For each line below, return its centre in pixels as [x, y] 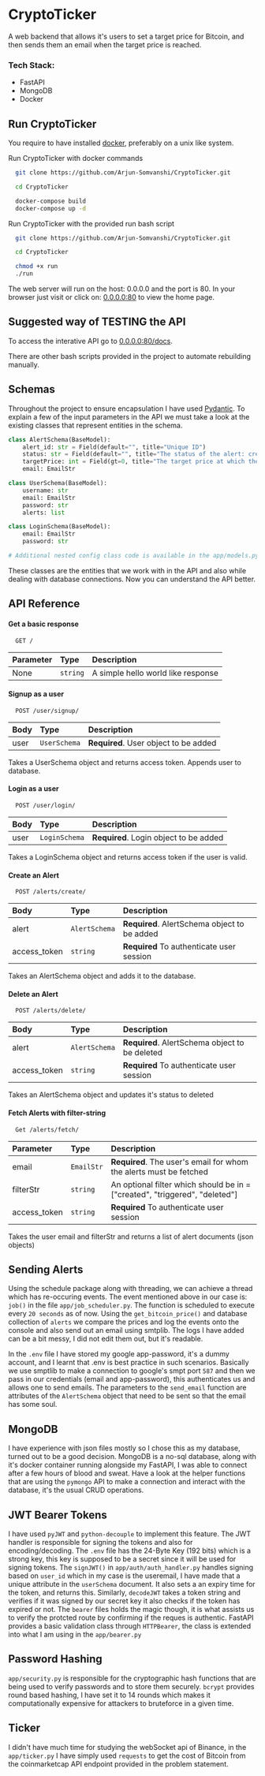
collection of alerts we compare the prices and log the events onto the [123, 1322]
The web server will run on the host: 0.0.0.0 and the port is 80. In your [121, 289]
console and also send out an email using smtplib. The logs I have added [126, 1330]
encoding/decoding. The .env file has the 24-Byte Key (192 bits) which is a [129, 1550]
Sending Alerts [46, 1269]
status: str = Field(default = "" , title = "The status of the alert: [134, 454]
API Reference [44, 604]
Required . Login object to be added [158, 838]
